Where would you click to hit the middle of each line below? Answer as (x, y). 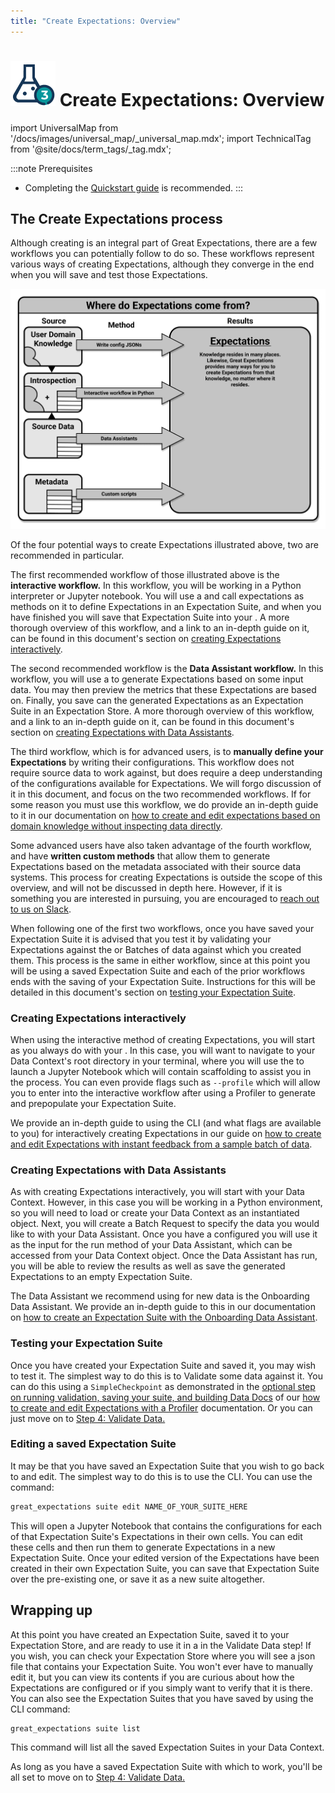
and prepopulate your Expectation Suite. (93, 1103)
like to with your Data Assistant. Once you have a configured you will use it (164, 1234)
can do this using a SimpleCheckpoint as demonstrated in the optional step (163, 1386)
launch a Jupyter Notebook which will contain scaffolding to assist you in (161, 1071)
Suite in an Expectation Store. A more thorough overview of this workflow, (162, 711)
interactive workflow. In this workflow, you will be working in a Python (156, 585)
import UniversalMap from (64, 127)
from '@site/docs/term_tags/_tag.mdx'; (91, 149)
